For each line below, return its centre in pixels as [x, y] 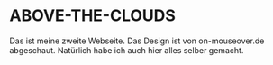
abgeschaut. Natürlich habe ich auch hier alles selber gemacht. [127, 50]
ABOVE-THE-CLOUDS [92, 16]
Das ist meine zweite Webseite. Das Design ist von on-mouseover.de [137, 41]
